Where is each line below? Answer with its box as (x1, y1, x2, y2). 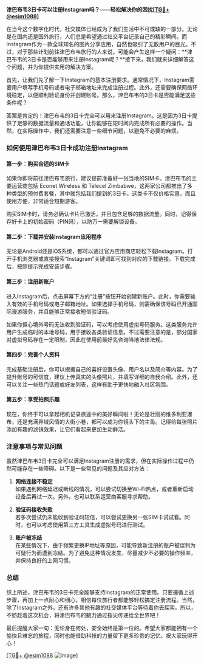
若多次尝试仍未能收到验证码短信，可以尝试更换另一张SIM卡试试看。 (15, 514, 185, 521)
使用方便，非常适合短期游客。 (6, 198, 81, 205)
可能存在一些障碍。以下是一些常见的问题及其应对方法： (11, 465, 150, 472)
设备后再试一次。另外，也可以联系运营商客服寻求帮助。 (15, 493, 154, 500)
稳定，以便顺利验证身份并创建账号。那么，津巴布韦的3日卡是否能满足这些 (11, 91, 196, 98)
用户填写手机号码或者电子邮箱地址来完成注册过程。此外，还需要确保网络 (11, 84, 192, 91)
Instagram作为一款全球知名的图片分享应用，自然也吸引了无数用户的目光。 (6, 41, 191, 47)
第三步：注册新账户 (6, 278, 55, 285)
